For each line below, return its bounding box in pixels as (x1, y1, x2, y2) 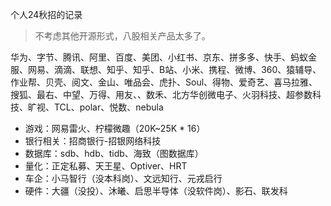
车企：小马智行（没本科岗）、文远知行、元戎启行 (24, 173, 223, 184)
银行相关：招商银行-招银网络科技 (24, 135, 162, 147)
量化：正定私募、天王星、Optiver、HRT (24, 160, 188, 172)
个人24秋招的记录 (10, 9, 83, 20)
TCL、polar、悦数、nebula (53, 101, 164, 113)
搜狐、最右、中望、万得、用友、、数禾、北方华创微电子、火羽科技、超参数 (10, 89, 313, 100)
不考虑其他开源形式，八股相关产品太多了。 (34, 30, 211, 42)
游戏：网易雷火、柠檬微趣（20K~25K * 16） (24, 123, 206, 134)
